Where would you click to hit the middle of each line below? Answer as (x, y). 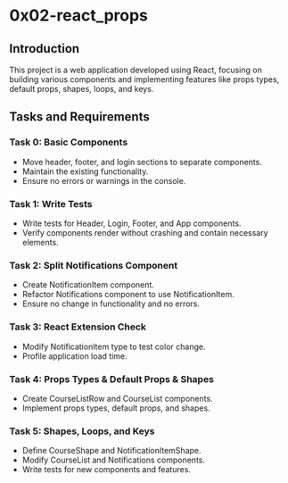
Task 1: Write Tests (51, 204)
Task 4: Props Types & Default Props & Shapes (111, 379)
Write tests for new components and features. (107, 470)
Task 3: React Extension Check (78, 327)
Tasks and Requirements (79, 117)
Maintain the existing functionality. (85, 171)
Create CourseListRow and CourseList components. (117, 398)
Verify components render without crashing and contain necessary (145, 232)
